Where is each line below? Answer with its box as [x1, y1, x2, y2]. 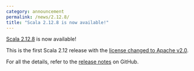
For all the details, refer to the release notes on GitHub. [6, 58, 139, 65]
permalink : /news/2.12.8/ [6, 14, 69, 20]
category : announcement [6, 8, 65, 15]
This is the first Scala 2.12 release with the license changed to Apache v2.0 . [6, 47, 189, 54]
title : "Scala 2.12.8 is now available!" [6, 19, 109, 25]
